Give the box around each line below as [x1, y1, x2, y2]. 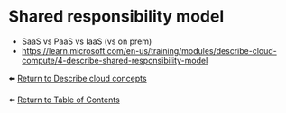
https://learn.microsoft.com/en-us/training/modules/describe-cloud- [21, 45, 277, 56]
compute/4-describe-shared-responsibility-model [21, 55, 208, 65]
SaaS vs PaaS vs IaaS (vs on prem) [21, 36, 152, 47]
